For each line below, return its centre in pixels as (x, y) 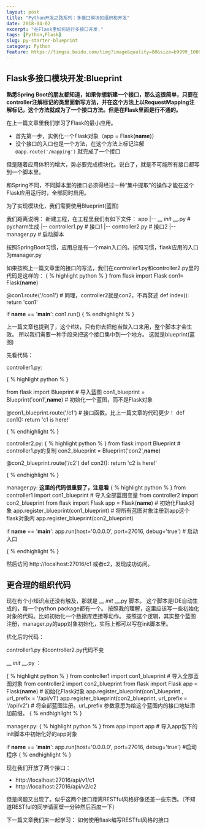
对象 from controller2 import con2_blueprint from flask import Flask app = (105, 684)
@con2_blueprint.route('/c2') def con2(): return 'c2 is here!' (82, 463)
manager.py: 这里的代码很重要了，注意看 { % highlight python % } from (96, 487)
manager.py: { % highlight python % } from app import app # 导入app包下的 (102, 726)
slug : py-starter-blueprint (42, 41)
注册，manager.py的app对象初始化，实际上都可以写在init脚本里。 (89, 624)
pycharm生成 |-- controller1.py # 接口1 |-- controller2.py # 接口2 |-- (91, 226)
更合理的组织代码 (39, 585)
